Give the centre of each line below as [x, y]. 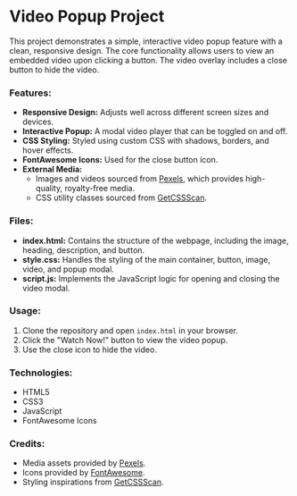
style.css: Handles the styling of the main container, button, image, [146, 259]
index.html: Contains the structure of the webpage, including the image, [155, 240]
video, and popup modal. [68, 269]
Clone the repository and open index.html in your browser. [130, 330]
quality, [49, 189]
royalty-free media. [100, 189]
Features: [30, 93]
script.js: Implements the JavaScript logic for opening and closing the [151, 278]
